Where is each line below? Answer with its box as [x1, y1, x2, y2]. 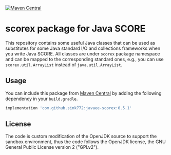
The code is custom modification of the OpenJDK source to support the [5, 133, 157, 140]
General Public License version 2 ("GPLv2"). [5, 144, 99, 150]
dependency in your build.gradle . [5, 95, 78, 102]
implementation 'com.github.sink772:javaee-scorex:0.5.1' [5, 105, 132, 110]
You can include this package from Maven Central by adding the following [5, 90, 162, 96]
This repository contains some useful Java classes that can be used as [5, 40, 156, 46]
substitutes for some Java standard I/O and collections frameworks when [5, 45, 161, 51]
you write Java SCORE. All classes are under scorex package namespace [5, 50, 160, 56]
